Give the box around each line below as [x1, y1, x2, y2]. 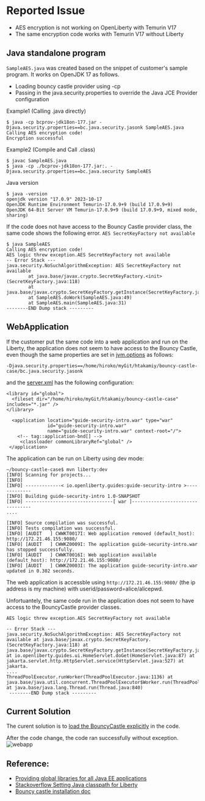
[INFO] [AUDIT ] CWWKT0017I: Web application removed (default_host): [6, 530, 195, 537]
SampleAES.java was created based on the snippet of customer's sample [6, 64, 188, 71]
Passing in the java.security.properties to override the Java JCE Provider [15, 89, 198, 96]
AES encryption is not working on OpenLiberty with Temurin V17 [15, 24, 177, 31]
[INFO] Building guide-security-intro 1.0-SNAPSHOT [6, 493, 140, 499]
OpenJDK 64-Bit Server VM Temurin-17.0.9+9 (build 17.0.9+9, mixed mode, [6, 207, 198, 213]
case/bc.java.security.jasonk [6, 368, 84, 374]
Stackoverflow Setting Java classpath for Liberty [15, 781, 138, 789]
